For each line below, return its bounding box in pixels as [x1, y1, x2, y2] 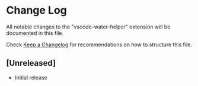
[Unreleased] [6, 58, 56, 68]
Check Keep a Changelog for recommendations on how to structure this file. [6, 41, 193, 48]
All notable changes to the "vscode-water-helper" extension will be [6, 23, 171, 30]
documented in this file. [6, 29, 64, 36]
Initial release [14, 74, 47, 81]
